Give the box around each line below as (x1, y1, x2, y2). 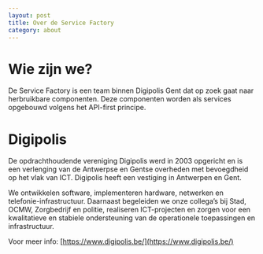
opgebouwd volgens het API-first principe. (8, 103, 146, 112)
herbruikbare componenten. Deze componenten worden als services (8, 94, 232, 104)
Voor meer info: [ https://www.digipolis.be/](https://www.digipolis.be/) (8, 237, 234, 246)
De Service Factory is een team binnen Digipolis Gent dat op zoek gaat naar (8, 86, 254, 95)
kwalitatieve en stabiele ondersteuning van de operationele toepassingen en (8, 213, 256, 223)
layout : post (8, 11, 51, 20)
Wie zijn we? (8, 60, 93, 78)
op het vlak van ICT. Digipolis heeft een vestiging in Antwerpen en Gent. (8, 173, 242, 182)
